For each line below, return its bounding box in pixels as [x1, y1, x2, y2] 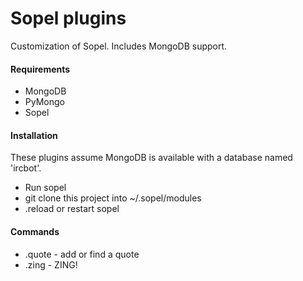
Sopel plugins [10, 7, 127, 30]
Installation [10, 129, 58, 141]
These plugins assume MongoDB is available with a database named [10, 152, 293, 164]
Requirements [10, 63, 71, 75]
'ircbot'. [10, 162, 42, 174]
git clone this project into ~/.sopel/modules [24, 192, 202, 204]
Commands [10, 225, 60, 237]
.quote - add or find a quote [24, 248, 140, 260]
